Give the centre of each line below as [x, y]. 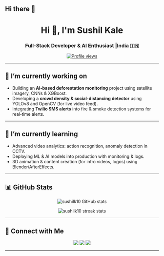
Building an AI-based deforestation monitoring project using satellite [82, 88]
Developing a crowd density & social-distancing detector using [77, 98]
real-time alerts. [28, 114]
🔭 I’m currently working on [46, 76]
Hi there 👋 [20, 9]
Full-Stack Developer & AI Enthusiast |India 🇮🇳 [82, 46]
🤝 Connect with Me [35, 231]
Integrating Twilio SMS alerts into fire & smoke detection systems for [82, 109]
